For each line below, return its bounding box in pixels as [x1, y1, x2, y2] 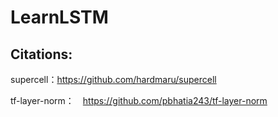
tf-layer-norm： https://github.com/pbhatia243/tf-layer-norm [10, 95, 268, 106]
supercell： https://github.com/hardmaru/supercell [10, 74, 217, 85]
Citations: [10, 46, 73, 63]
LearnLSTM [10, 6, 109, 29]
